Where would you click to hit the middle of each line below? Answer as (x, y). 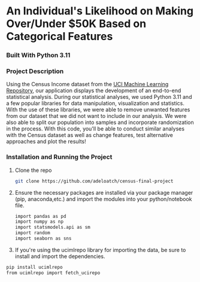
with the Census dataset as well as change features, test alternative (90, 135)
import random (32, 233)
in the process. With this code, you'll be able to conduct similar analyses (95, 129)
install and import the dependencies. (60, 256)
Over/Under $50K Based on (76, 24)
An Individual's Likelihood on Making (100, 11)
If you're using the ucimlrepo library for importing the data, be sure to (100, 250)
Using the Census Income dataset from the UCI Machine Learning (87, 84)
